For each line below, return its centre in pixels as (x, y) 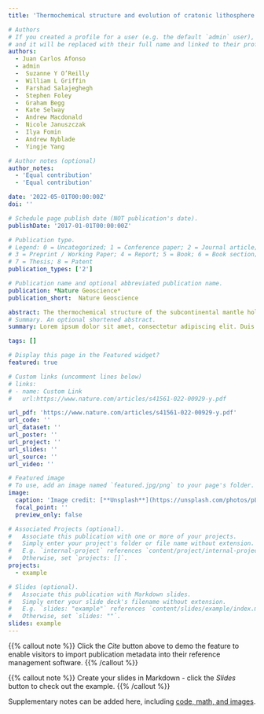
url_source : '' (33, 457)
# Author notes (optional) (52, 161)
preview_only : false (49, 515)
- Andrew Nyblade (46, 139)
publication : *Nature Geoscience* (65, 291)
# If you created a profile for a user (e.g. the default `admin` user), (132, 37)
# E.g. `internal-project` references (75, 551)
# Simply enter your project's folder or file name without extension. (132, 543)
